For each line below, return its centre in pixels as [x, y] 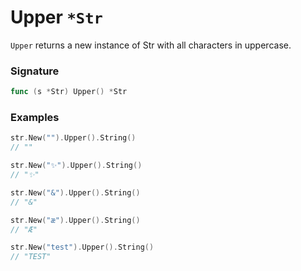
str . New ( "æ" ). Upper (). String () [75, 220]
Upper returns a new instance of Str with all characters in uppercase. [151, 45]
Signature [35, 71]
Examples [35, 118]
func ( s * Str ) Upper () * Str [69, 92]
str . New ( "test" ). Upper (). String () [82, 247]
